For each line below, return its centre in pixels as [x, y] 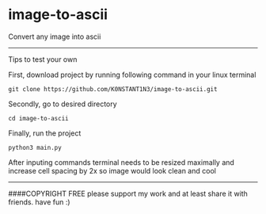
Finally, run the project [45, 133]
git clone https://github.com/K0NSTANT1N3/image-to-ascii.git [113, 89]
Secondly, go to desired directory [63, 104]
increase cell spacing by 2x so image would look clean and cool [112, 170]
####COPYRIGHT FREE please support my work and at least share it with [128, 193]
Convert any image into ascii [55, 36]
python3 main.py [35, 147]
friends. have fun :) [39, 202]
